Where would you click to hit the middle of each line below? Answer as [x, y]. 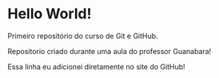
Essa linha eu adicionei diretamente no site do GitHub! [96, 66]
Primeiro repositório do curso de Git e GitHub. [83, 36]
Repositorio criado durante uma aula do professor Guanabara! [109, 51]
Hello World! [50, 14]
